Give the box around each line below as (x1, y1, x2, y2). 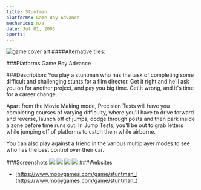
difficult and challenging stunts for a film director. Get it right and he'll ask (6, 78, 189, 85)
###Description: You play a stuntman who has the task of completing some (6, 71, 194, 79)
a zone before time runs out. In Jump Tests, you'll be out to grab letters (6, 122, 183, 129)
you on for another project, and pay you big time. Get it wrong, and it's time (6, 84, 194, 91)
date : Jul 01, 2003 (6, 25, 56, 32)
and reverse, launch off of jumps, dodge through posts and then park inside (6, 116, 196, 123)
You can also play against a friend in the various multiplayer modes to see (6, 140, 191, 147)
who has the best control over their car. (6, 146, 105, 154)
